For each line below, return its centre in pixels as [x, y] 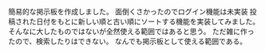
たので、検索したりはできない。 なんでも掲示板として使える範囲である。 [128, 41]
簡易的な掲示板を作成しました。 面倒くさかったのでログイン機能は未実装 [128, 11]
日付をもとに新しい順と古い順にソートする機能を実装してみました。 [148, 21]
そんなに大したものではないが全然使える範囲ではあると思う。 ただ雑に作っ [131, 31]
